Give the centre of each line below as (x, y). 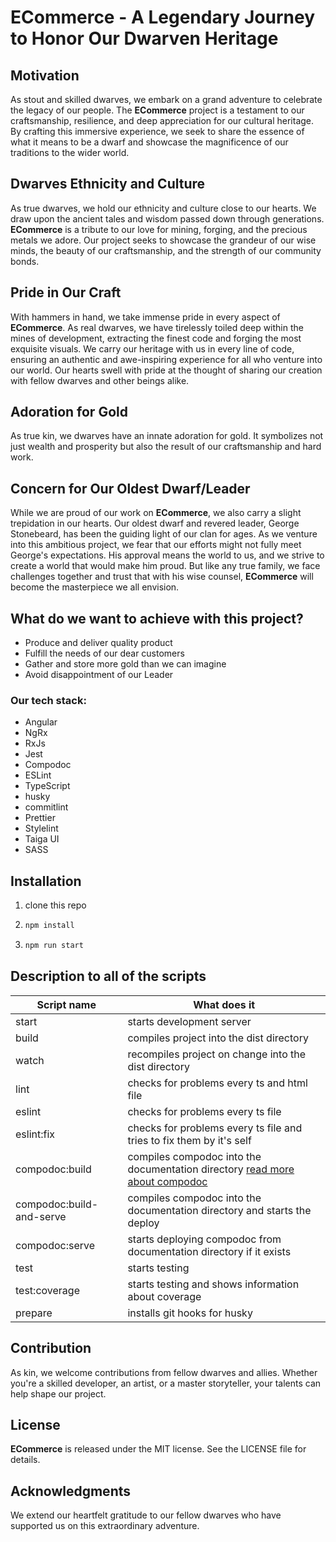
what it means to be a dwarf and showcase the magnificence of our (149, 142)
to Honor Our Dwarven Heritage (144, 38)
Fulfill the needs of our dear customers (104, 653)
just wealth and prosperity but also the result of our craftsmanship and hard (166, 447)
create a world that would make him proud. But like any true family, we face (165, 566)
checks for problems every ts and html (217, 1083)
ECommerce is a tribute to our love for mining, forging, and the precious (159, 229)
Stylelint (41, 828)
